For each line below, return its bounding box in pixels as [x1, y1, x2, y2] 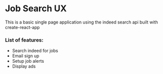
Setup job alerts [12, 58, 44, 64]
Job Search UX [5, 3, 67, 14]
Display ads [12, 63, 36, 69]
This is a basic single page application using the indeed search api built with [5, 19, 159, 25]
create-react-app [5, 24, 40, 30]
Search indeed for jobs [12, 48, 59, 54]
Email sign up [12, 53, 40, 59]
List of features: [5, 36, 44, 43]
